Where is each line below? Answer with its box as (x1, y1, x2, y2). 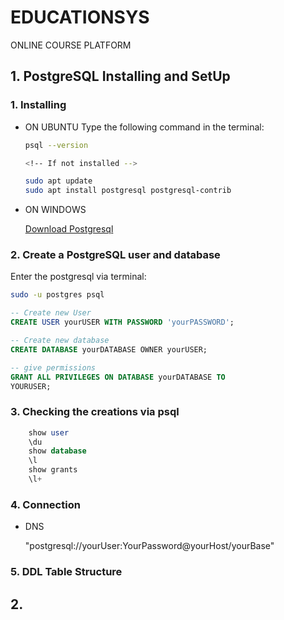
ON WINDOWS (24, 204, 87, 216)
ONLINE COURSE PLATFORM (10, 39, 132, 51)
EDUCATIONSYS (10, 6, 150, 29)
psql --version (24, 140, 89, 150)
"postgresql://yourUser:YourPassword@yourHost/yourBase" (24, 540, 275, 552)
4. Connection (10, 497, 81, 511)
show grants (28, 465, 78, 475)
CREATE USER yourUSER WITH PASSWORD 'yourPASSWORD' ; (10, 317, 235, 328)
